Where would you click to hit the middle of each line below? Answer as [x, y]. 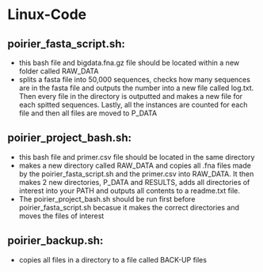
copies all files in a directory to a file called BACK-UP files [113, 259]
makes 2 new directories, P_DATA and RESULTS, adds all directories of [134, 182]
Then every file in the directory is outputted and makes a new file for [131, 96]
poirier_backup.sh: [55, 241]
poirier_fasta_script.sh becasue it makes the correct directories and [129, 207]
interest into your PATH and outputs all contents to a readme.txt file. [130, 191]
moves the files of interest [61, 216]
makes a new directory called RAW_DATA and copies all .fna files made [135, 165]
